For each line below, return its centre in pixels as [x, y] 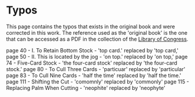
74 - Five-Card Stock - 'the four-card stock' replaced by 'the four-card [92, 63]
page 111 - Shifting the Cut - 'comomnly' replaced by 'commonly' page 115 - [98, 81]
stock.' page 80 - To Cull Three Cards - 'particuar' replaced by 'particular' [96, 69]
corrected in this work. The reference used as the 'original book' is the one [97, 32]
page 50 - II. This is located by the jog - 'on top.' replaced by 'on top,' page [97, 56]
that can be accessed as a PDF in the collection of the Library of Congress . [97, 39]
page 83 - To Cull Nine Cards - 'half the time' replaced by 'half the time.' [94, 75]
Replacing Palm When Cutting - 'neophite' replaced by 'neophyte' [86, 88]
